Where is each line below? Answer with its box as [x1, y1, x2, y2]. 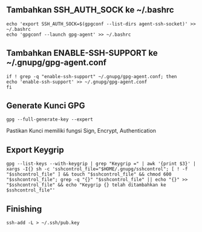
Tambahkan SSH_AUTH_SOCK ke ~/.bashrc [6, 5, 174, 15]
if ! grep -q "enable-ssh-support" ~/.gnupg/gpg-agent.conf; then [6, 73, 177, 79]
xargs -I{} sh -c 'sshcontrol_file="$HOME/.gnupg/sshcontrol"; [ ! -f [6, 166, 188, 172]
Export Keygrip [6, 145, 65, 155]
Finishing [6, 204, 42, 214]
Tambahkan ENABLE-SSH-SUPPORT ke [6, 48, 158, 58]
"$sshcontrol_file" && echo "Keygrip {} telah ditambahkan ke [6, 182, 166, 188]
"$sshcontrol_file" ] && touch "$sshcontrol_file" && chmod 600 [6, 171, 172, 177]
